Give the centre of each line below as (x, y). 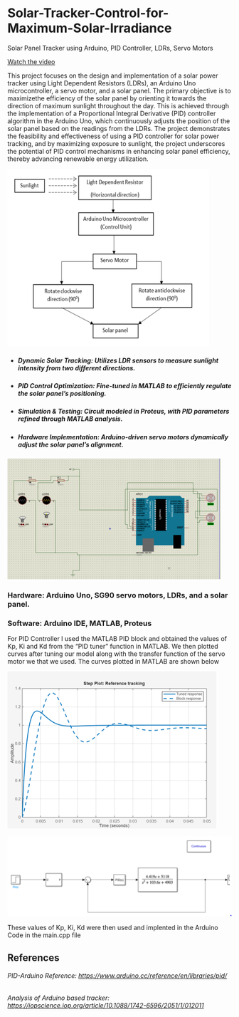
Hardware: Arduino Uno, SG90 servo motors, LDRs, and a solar (118, 595)
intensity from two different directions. (76, 367)
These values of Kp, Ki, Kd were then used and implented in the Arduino (113, 928)
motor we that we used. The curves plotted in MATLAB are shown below (113, 662)
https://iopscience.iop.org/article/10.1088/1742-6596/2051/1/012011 (106, 1005)
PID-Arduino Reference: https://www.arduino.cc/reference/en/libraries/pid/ (117, 976)
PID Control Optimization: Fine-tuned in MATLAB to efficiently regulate (124, 385)
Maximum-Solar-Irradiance (90, 28)
